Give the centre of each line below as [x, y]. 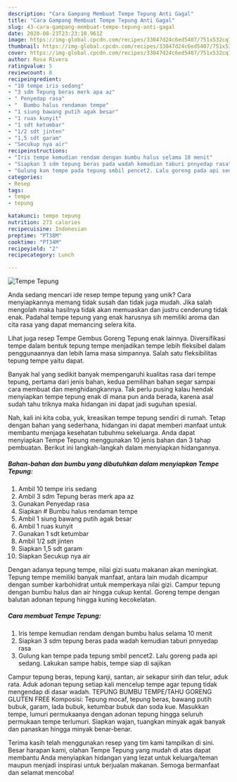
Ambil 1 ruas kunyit [45, 526]
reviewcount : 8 [30, 72]
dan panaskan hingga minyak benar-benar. [70, 729]
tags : [16, 190]
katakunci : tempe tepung [44, 216]
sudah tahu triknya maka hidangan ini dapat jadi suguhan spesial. [103, 404]
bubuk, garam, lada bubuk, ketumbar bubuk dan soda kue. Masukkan [109, 707]
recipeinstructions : [38, 151]
